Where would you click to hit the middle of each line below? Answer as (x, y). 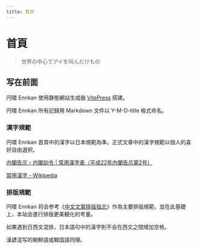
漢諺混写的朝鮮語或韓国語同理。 (46, 239)
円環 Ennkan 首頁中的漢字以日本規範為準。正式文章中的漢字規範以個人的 (96, 142)
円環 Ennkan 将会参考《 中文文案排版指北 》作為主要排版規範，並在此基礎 (96, 206)
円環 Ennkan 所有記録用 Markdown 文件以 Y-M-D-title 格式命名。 (87, 111)
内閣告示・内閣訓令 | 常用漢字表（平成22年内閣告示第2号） (80, 162)
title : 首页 (20, 12)
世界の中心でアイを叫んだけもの (61, 61)
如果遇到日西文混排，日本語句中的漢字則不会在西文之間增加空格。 (88, 227)
